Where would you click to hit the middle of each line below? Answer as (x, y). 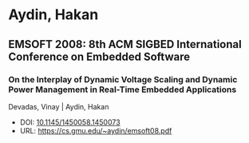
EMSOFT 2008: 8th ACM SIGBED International (125, 44)
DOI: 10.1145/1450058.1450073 (70, 122)
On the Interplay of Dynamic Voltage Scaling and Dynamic (123, 79)
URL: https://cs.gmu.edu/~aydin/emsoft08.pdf (96, 130)
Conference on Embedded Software (99, 56)
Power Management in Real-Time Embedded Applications (123, 89)
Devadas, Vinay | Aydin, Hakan (59, 106)
